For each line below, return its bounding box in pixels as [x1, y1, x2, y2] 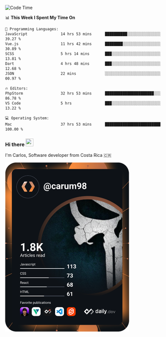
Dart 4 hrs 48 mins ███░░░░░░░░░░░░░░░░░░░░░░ [5, 61, 161, 66]
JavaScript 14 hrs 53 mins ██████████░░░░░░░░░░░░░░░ [5, 32, 161, 37]
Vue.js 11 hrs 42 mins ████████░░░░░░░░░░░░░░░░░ [5, 42, 161, 47]
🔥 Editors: [5, 86, 28, 91]
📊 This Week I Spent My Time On [5, 15, 75, 20]
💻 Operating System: [5, 116, 50, 121]
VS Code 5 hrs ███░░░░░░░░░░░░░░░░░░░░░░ [5, 101, 161, 106]
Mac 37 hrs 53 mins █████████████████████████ [5, 122, 161, 127]
